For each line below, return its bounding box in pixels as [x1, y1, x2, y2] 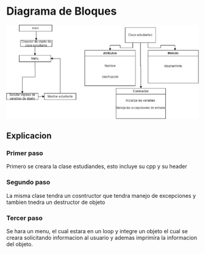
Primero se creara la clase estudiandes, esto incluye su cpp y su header [6, 163, 187, 170]
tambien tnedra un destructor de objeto [6, 198, 106, 206]
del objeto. [6, 240, 34, 248]
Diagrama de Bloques [6, 4, 117, 18]
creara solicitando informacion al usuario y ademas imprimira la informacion [6, 234, 197, 241]
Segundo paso [6, 178, 51, 187]
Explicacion [6, 131, 52, 141]
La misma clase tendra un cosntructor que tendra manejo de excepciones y [6, 192, 196, 199]
